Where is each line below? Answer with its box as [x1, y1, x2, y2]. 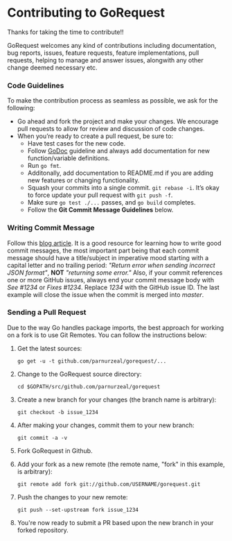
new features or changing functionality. [27, 176, 140, 184]
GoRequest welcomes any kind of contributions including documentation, [7, 41, 217, 49]
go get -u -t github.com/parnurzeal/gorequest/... [17, 357, 167, 365]
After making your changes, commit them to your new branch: [17, 421, 195, 429]
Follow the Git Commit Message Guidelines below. [27, 206, 174, 214]
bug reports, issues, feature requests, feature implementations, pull [7, 49, 199, 57]
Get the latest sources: [17, 344, 82, 352]
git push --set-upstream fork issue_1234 [17, 506, 139, 513]
